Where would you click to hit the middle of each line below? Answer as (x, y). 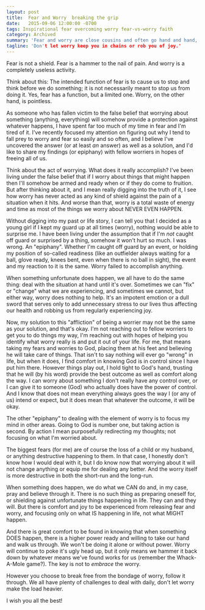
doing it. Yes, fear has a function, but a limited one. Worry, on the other (95, 95)
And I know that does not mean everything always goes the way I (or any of (101, 393)
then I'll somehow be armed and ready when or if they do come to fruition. (100, 183)
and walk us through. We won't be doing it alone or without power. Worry (98, 544)
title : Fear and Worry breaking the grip (63, 18)
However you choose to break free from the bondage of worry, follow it (96, 576)
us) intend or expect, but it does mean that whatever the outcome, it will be (101, 400)
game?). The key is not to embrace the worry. (84, 564)
